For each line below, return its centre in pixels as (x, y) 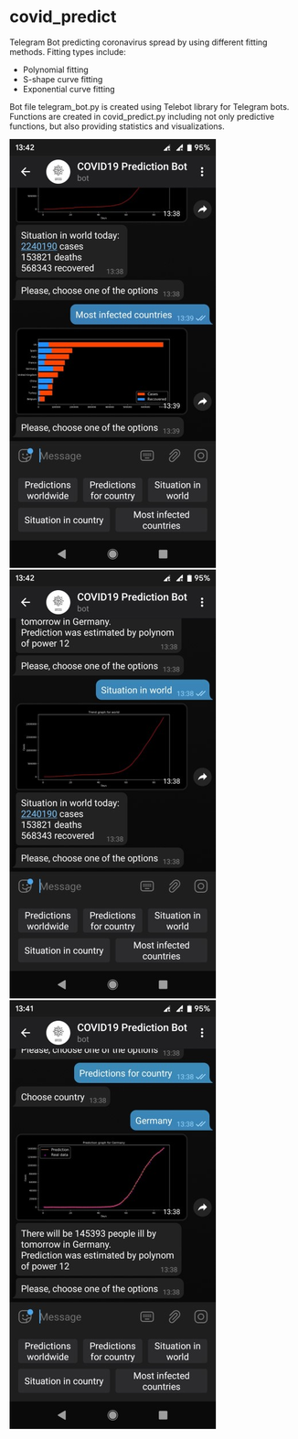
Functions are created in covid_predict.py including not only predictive (142, 116)
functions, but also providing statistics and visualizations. (117, 126)
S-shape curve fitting (63, 79)
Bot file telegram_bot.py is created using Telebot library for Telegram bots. (149, 106)
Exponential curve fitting (69, 89)
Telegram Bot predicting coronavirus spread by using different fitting (138, 42)
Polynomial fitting (55, 70)
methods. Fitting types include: (68, 51)
